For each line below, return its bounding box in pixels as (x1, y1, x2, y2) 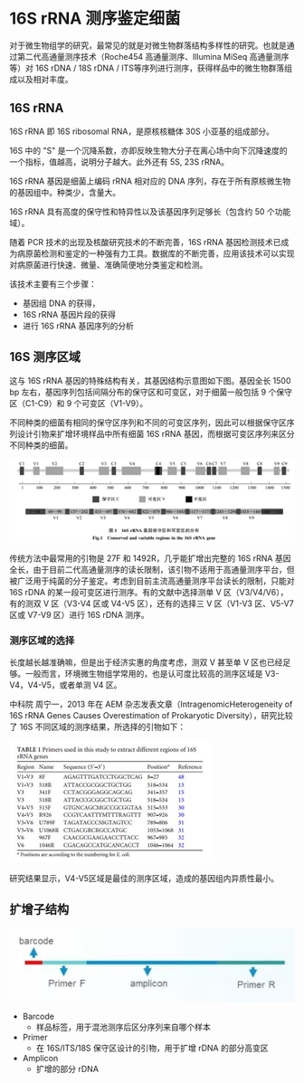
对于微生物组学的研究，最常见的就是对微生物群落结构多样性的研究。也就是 (9, 40, 287, 51)
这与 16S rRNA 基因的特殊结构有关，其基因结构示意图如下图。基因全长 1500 (9, 375, 291, 385)
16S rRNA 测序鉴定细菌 (9, 8, 181, 29)
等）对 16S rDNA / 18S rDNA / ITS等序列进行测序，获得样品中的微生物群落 (9, 62, 285, 73)
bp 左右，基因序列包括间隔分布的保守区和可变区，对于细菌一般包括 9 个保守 (9, 386, 292, 397)
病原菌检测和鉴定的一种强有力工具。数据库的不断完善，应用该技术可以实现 (16, 248, 295, 259)
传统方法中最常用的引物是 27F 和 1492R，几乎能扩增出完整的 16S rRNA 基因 (9, 553, 291, 564)
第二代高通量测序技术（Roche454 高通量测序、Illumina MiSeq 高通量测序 (16, 51, 290, 62)
